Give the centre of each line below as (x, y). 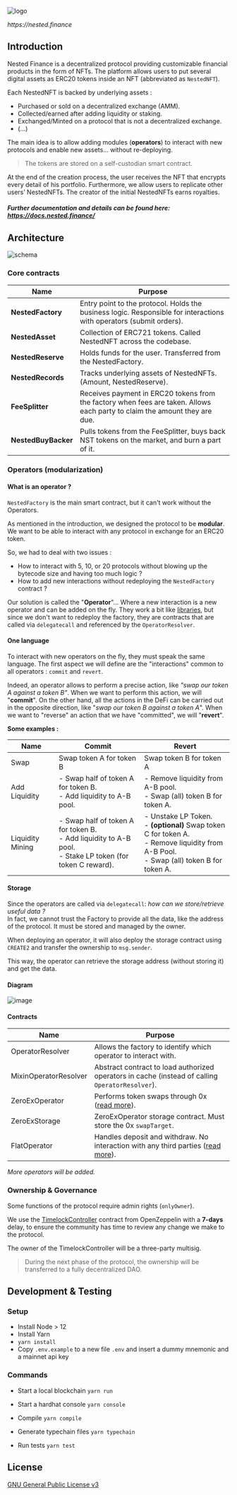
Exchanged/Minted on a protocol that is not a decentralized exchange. (120, 121)
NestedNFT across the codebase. (136, 341)
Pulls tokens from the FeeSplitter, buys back (153, 431)
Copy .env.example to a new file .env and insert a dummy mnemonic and (123, 1349)
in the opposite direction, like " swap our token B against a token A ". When (115, 707)
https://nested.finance (40, 24)
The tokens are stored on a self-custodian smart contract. (108, 163)
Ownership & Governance (52, 1190)
